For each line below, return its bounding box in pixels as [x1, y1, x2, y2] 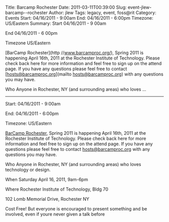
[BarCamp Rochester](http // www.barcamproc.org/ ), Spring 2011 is [5, 50, 144, 55]
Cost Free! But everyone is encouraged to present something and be [5, 206, 147, 211]
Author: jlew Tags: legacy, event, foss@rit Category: [48, 10, 156, 16]
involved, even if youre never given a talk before [5, 211, 105, 217]
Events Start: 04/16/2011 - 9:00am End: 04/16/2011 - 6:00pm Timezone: [5, 15, 153, 21]
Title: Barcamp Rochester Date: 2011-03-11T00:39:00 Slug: [5, 5, 127, 10]
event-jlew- [127, 5, 152, 10]
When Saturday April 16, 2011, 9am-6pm [5, 177, 88, 182]
